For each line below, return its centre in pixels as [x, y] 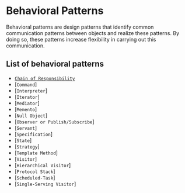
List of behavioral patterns [55, 64]
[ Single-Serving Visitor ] [45, 184]
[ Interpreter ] [31, 90]
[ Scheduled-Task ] [35, 177]
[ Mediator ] [27, 103]
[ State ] [23, 140]
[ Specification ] [34, 134]
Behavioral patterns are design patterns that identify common [80, 27]
